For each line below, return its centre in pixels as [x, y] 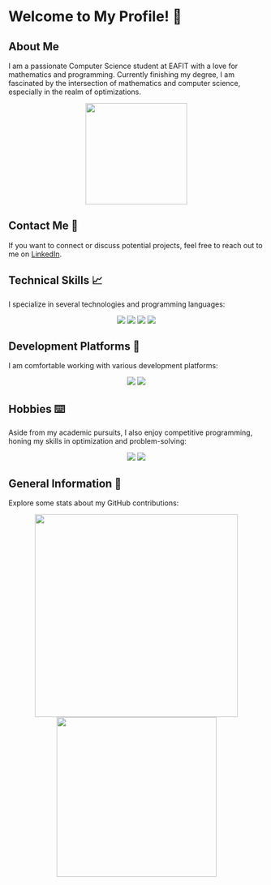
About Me [34, 47]
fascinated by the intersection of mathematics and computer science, [125, 83]
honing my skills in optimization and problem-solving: [97, 441]
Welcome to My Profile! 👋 [95, 17]
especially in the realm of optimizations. [75, 92]
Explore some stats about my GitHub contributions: [94, 503]
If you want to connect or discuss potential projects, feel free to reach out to [136, 245]
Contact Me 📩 [43, 226]
